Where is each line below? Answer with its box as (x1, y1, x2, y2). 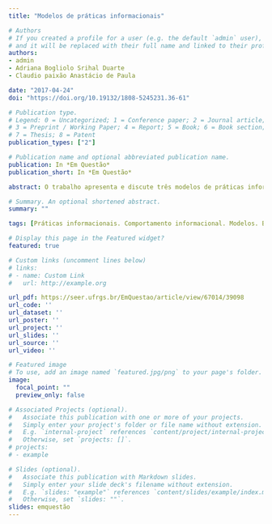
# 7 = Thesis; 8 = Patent (8, 131, 96, 139)
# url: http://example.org (8, 279, 107, 288)
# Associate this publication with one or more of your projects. (8, 413, 244, 421)
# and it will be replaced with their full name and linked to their (8, 41, 249, 49)
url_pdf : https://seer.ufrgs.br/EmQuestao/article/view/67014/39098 (8, 293, 244, 302)
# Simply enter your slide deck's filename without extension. (8, 480, 233, 488)
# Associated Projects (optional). (8, 406, 129, 414)
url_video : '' (8, 346, 57, 355)
